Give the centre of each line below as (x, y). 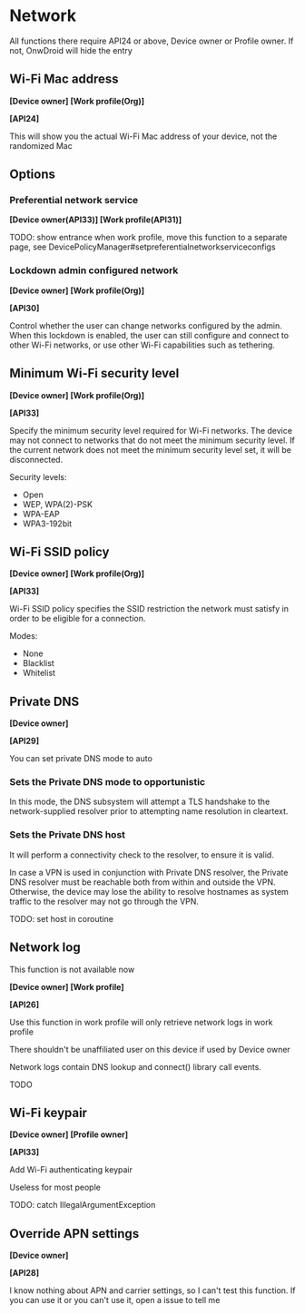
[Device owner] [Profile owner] (69, 1134)
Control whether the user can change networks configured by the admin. (146, 325)
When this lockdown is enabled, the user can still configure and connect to (149, 335)
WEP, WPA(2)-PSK (58, 504)
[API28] (24, 1273)
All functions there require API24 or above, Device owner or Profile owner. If (152, 41)
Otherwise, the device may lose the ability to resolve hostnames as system (149, 891)
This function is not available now (72, 969)
